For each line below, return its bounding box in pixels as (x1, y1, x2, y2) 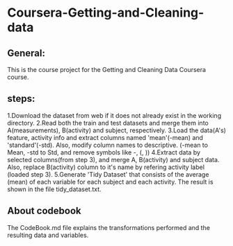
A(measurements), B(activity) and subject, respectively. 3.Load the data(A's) (7, 126, 226, 134)
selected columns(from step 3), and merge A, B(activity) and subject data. (7, 155, 220, 164)
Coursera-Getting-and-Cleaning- (7, 5, 204, 21)
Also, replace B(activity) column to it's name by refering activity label (7, 163, 205, 171)
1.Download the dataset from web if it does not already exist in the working (7, 111, 221, 119)
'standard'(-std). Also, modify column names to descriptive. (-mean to (7, 141, 209, 149)
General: (7, 47, 46, 59)
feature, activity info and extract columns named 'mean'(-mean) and (7, 133, 204, 141)
